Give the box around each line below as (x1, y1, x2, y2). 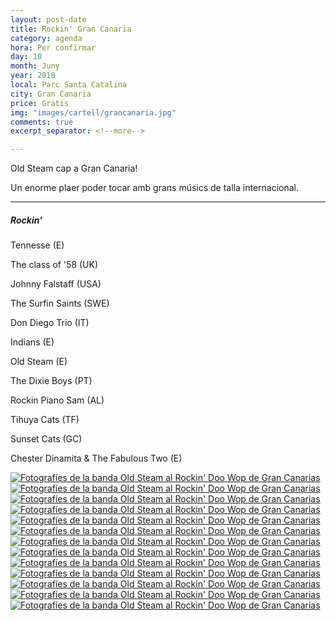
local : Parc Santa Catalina (10, 80, 128, 90)
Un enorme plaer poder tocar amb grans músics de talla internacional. (10, 182, 300, 194)
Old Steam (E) (10, 356, 68, 368)
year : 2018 (10, 71, 56, 81)
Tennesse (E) (10, 239, 65, 251)
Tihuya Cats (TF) (10, 414, 80, 426)
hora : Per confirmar (10, 42, 97, 53)
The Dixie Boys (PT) (10, 375, 93, 387)
